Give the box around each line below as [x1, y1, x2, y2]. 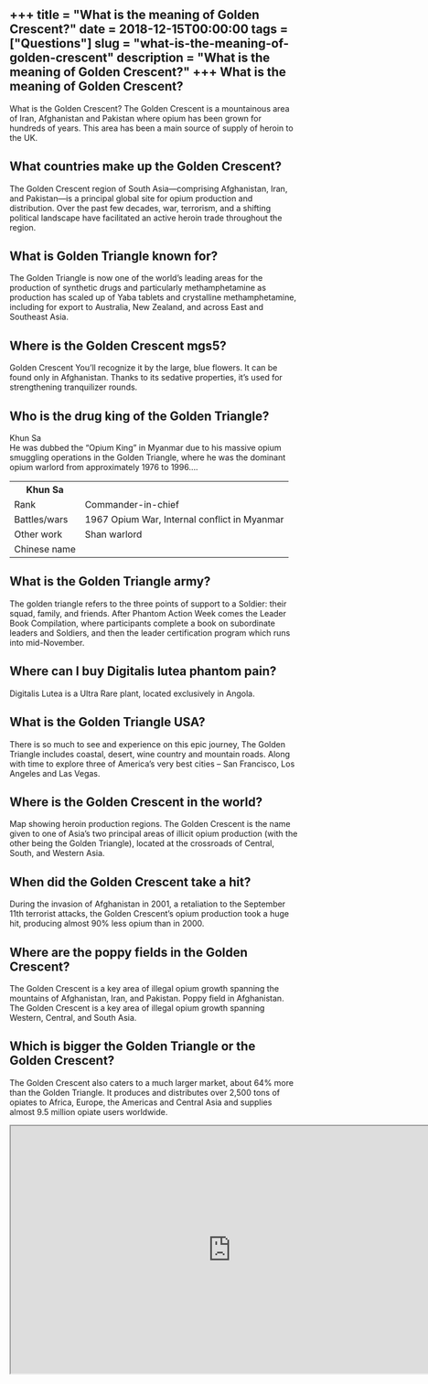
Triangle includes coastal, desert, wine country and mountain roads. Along [9, 748, 291, 759]
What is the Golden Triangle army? [9, 574, 211, 589]
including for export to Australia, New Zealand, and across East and [9, 302, 263, 313]
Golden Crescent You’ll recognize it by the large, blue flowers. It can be [9, 362, 278, 373]
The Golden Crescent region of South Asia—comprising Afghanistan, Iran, [9, 183, 288, 194]
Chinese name [14, 543, 76, 556]
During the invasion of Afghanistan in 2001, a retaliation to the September [9, 898, 286, 909]
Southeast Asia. [9, 311, 69, 323]
